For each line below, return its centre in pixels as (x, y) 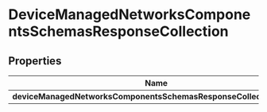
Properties (35, 61)
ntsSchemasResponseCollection (118, 31)
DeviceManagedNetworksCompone (130, 15)
